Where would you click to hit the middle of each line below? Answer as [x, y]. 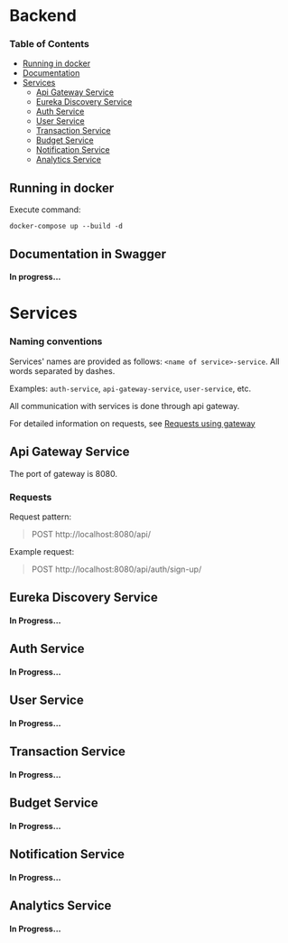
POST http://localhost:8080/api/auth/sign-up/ [116, 569]
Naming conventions [56, 341]
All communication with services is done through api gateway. [125, 406]
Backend [43, 16]
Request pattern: [41, 517]
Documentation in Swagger [88, 254]
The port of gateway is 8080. [64, 473]
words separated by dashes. [62, 370]
